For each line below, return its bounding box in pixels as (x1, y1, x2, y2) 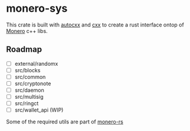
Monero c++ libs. (6, 27, 48, 34)
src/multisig (14, 93, 44, 100)
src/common (14, 73, 46, 80)
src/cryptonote (14, 80, 51, 87)
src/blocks (14, 66, 41, 73)
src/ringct (14, 100, 39, 107)
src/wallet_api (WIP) (14, 106, 64, 113)
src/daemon (14, 87, 44, 93)
